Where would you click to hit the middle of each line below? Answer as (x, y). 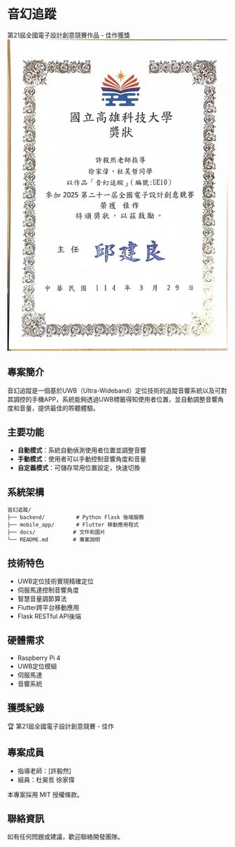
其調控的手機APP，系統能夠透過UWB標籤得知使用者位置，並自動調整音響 (113, 399)
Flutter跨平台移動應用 (48, 608)
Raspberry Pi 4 (39, 658)
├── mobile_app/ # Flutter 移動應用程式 (73, 525)
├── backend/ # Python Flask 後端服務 (76, 517)
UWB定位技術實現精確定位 (56, 581)
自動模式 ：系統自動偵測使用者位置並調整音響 (82, 450)
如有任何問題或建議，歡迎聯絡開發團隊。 (65, 837)
